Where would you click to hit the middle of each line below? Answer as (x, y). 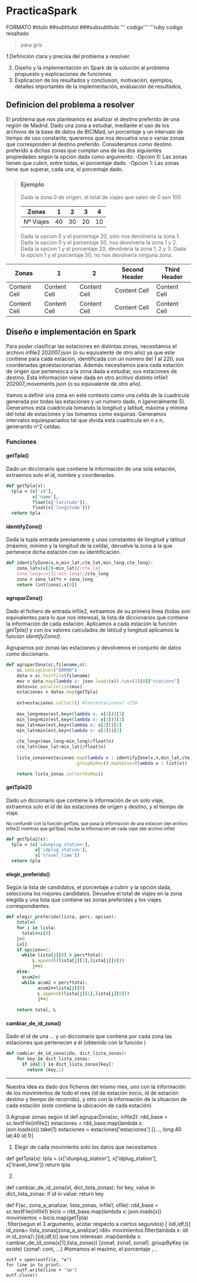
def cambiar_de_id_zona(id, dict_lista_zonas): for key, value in (81, 1187)
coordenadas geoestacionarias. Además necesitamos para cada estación (95, 365)
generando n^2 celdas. (34, 426)
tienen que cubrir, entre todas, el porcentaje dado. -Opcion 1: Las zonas (93, 163)
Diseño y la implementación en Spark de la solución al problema (92, 67)
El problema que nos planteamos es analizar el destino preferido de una (93, 119)
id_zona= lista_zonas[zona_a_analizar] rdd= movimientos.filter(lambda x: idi (97, 1230)
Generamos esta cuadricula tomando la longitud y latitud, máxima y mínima (97, 407)
